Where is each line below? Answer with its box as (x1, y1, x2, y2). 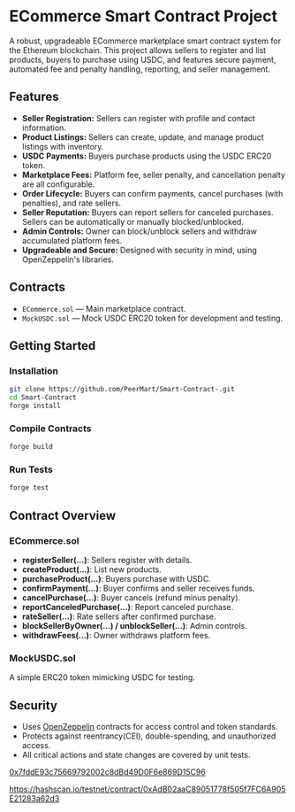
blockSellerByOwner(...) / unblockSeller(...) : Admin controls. (21, 620, 247, 630)
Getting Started (9, 338, 96, 353)
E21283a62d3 (9, 793, 60, 804)
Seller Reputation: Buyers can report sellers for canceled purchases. (21, 206, 274, 218)
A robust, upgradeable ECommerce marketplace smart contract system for (9, 35, 281, 46)
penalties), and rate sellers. (21, 197, 122, 208)
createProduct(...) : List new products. (21, 564, 162, 575)
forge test (9, 483, 49, 492)
